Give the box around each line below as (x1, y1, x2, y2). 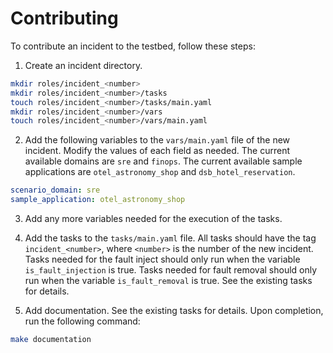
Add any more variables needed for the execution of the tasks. (24, 213, 283, 225)
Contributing (10, 7, 119, 30)
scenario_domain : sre (10, 185, 101, 196)
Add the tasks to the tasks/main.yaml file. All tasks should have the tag (24, 232, 317, 244)
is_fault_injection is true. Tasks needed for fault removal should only (24, 264, 318, 276)
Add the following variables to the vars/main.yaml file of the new (24, 134, 291, 146)
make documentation (10, 335, 92, 345)
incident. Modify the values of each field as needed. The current (24, 145, 290, 157)
